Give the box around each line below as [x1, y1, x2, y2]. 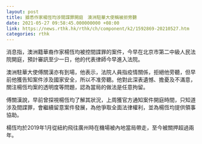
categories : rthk [6, 31, 50, 37]
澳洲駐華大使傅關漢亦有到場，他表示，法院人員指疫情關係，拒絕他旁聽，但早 [6, 68, 196, 76]
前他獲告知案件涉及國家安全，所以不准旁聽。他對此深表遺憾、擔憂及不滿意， [6, 76, 196, 83]
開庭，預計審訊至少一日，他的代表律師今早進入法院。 [11, 56, 143, 63]
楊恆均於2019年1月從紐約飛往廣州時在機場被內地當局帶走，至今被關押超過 [6, 124, 189, 131]
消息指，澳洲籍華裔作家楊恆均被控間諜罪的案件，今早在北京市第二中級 [6, 49, 180, 56]
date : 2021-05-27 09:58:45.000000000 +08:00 [6, 20, 120, 26]
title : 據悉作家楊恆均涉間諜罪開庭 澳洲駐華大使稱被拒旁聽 [6, 14, 137, 20]
